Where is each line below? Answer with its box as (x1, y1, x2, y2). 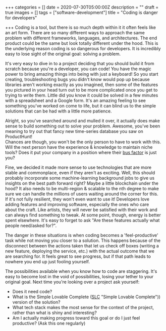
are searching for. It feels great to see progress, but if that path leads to (5, 253, 151, 259)
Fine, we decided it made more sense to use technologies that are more (5, 164, 152, 170)
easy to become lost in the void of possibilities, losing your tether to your (5, 274, 154, 279)
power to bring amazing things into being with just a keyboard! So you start (5, 71, 159, 77)
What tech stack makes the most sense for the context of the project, (12, 305, 154, 310)
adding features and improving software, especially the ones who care (5, 202, 149, 207)
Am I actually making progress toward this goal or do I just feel (12, 315, 140, 321)
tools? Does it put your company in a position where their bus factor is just (5, 149, 157, 155)
